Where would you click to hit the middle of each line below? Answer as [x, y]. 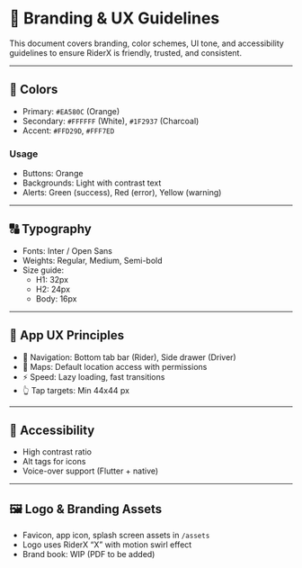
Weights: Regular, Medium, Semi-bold [93, 260]
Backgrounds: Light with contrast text [92, 183]
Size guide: [43, 270]
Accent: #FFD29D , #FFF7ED [68, 131]
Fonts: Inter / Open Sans [67, 250]
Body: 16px [56, 298]
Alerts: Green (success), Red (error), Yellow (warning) [122, 193]
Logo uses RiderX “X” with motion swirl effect [107, 545]
